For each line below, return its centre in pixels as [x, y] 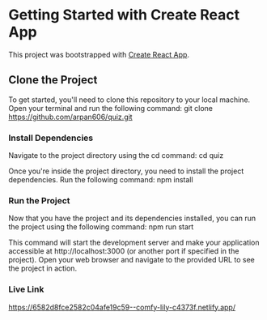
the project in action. [43, 268]
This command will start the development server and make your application [134, 243]
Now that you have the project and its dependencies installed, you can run [132, 218]
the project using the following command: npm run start [101, 227]
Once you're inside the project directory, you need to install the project [126, 171]
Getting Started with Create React [124, 15]
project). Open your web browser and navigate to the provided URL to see [131, 260]
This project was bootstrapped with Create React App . [99, 54]
